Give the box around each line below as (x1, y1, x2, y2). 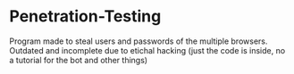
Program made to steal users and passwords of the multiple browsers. (9, 36, 268, 46)
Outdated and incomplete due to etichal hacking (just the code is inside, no (9, 45, 286, 55)
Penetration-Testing (9, 6, 162, 27)
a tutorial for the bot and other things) (9, 54, 148, 65)
